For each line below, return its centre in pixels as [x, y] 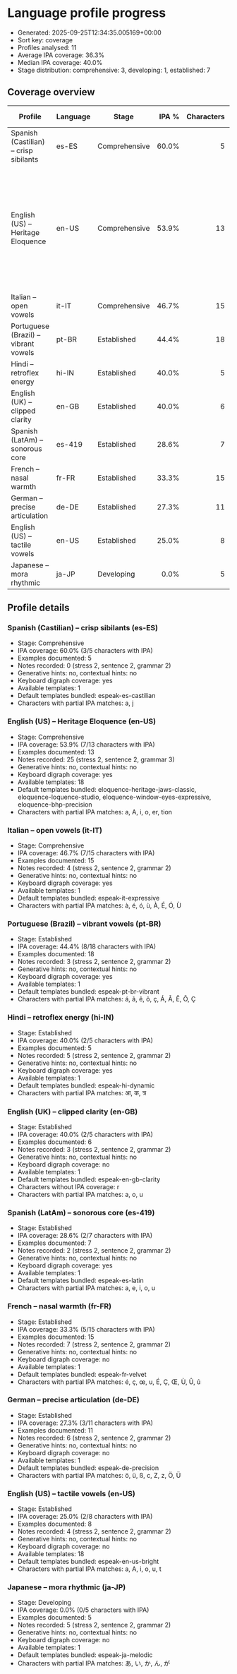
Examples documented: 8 [55, 1524]
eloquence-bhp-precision [55, 804]
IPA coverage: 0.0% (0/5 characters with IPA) [83, 1610]
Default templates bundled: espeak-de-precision [88, 1468]
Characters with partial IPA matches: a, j [75, 703]
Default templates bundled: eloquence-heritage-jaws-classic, [107, 789]
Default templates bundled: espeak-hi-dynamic [86, 1085]
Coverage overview [51, 92]
